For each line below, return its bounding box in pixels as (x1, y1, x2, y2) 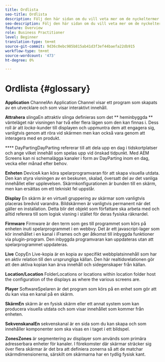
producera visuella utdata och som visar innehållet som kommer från (5, 306, 144, 312)
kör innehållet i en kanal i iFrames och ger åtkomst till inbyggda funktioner (5, 231, 155, 237)
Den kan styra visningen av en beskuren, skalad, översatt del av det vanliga (5, 176, 158, 181)
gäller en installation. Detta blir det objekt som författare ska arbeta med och (5, 206, 160, 212)
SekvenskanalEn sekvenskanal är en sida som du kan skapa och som (5, 321, 146, 327)
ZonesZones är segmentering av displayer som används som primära (5, 336, 146, 342)
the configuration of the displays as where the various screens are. (5, 277, 141, 283)
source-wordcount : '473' (5, 53, 56, 58)
